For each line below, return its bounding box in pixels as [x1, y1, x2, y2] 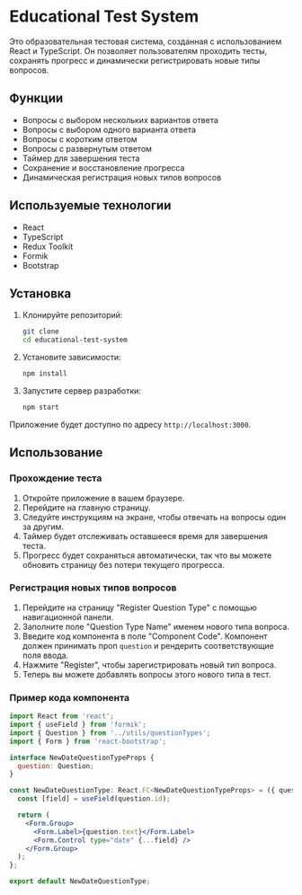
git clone [22, 327, 60, 336]
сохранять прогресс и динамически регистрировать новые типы [9, 55, 261, 66]
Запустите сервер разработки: [22, 385, 142, 396]
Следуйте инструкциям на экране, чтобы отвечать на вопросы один [22, 511, 286, 522]
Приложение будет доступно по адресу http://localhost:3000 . [9, 419, 252, 430]
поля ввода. [22, 650, 69, 660]
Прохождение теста [9, 472, 102, 484]
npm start [22, 403, 60, 412]
